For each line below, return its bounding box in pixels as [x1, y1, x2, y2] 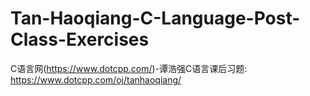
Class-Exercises [10, 28, 150, 51]
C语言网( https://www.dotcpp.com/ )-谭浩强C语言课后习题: [10, 62, 248, 74]
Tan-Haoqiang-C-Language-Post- [10, 7, 301, 30]
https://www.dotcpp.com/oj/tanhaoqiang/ [10, 73, 182, 86]
